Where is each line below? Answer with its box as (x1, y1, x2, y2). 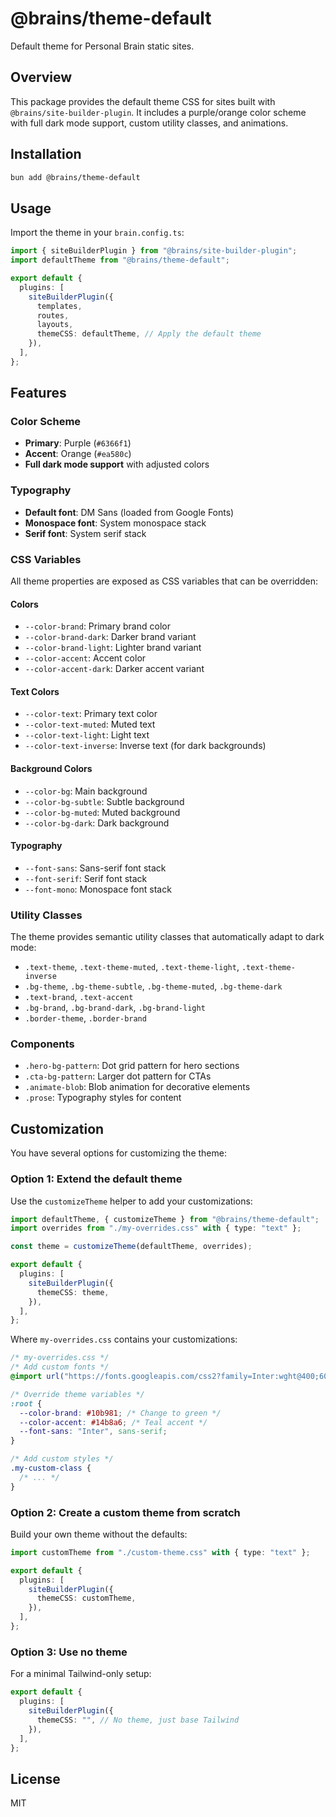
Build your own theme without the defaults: (10, 1528, 188, 1540)
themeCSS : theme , (36, 1287, 110, 1297)
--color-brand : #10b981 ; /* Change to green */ (19, 1408, 222, 1418)
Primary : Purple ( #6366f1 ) (24, 437, 132, 449)
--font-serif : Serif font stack (24, 872, 148, 884)
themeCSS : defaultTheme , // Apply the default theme (36, 329, 262, 339)
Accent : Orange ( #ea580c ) (24, 448, 132, 460)
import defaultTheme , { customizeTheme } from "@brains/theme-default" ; (10, 1214, 320, 1224)
